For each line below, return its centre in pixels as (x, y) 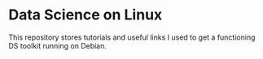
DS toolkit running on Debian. (58, 45)
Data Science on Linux (85, 15)
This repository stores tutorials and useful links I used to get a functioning (132, 37)
